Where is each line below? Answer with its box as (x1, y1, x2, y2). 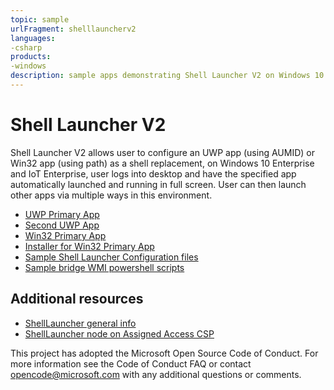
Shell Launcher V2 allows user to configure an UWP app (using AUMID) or (10, 146, 315, 158)
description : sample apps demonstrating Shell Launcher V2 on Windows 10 (10, 71, 325, 81)
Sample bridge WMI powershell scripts (24, 261, 185, 273)
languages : (10, 33, 56, 43)
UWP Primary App (24, 208, 100, 220)
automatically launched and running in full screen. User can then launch (10, 178, 307, 190)
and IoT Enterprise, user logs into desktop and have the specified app (10, 167, 297, 180)
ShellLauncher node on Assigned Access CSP (24, 327, 215, 340)
